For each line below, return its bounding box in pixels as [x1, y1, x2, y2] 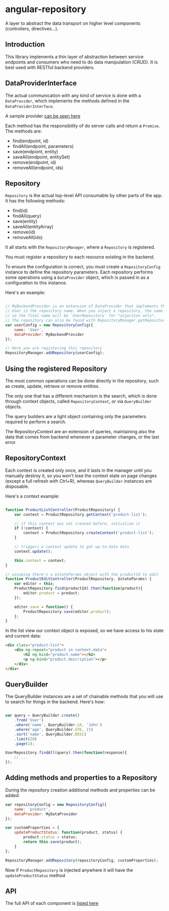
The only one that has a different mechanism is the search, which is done [5, 392, 157, 399]
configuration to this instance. [5, 280, 67, 286]
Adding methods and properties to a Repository [5, 773, 157, 782]
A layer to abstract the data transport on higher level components [5, 20, 141, 26]
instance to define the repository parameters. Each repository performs [5, 269, 153, 275]
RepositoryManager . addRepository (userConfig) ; [5, 351, 105, 356]
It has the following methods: [5, 198, 65, 204]
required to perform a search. [5, 419, 66, 425]
